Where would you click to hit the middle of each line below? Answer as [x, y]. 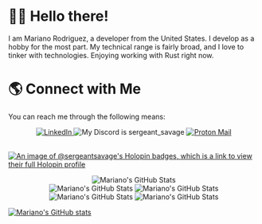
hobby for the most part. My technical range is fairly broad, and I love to [126, 46]
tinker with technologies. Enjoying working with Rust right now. [111, 55]
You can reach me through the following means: [87, 116]
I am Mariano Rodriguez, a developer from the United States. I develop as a [131, 38]
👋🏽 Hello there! [59, 16]
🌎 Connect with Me [75, 89]
